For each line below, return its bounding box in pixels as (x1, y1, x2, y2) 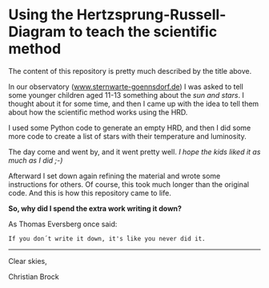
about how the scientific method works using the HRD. (8, 107, 188, 117)
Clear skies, (8, 256, 48, 266)
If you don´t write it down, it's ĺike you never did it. (8, 234, 206, 242)
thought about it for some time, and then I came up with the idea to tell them (8, 99, 259, 108)
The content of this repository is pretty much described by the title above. (8, 66, 252, 75)
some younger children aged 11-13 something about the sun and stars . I (8, 90, 244, 99)
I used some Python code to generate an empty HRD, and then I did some (8, 123, 251, 132)
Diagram (8, 22, 66, 41)
